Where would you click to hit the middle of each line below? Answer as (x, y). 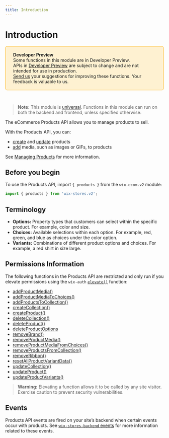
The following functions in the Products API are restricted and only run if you (84, 276)
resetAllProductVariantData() (42, 361)
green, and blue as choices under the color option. (65, 238)
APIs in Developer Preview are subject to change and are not (76, 65)
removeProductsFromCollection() (47, 350)
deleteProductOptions (35, 329)
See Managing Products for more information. (53, 157)
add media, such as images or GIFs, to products (62, 147)
